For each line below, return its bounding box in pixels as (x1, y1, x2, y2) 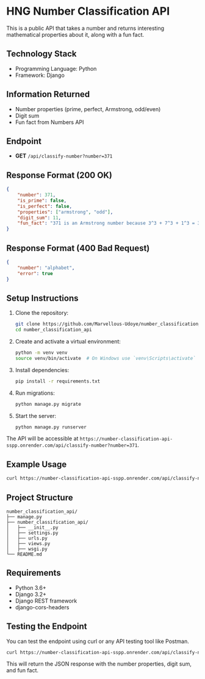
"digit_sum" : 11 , (17, 215, 62, 221)
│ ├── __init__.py (6, 524, 59, 530)
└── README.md (6, 551, 43, 557)
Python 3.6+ (15, 584, 47, 591)
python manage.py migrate (15, 401, 81, 407)
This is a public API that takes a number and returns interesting (6, 24, 165, 32)
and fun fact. (6, 667, 38, 674)
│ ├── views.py (6, 540, 51, 546)
